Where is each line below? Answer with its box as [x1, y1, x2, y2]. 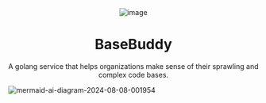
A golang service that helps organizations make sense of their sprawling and [8, 61, 259, 71]
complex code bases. [98, 70, 169, 79]
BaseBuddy [94, 36, 172, 54]
